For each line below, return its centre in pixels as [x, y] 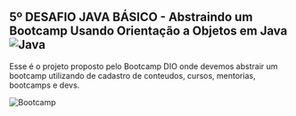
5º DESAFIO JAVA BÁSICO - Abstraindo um [131, 17]
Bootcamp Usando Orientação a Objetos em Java [148, 31]
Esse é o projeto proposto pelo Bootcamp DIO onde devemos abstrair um [144, 66]
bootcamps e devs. [45, 85]
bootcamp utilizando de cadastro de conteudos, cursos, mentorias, [132, 75]
